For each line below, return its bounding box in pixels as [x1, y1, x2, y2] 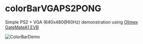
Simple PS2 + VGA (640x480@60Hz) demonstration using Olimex [5, 19, 138, 25]
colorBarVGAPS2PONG [5, 3, 101, 14]
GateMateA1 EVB [5, 24, 39, 30]
